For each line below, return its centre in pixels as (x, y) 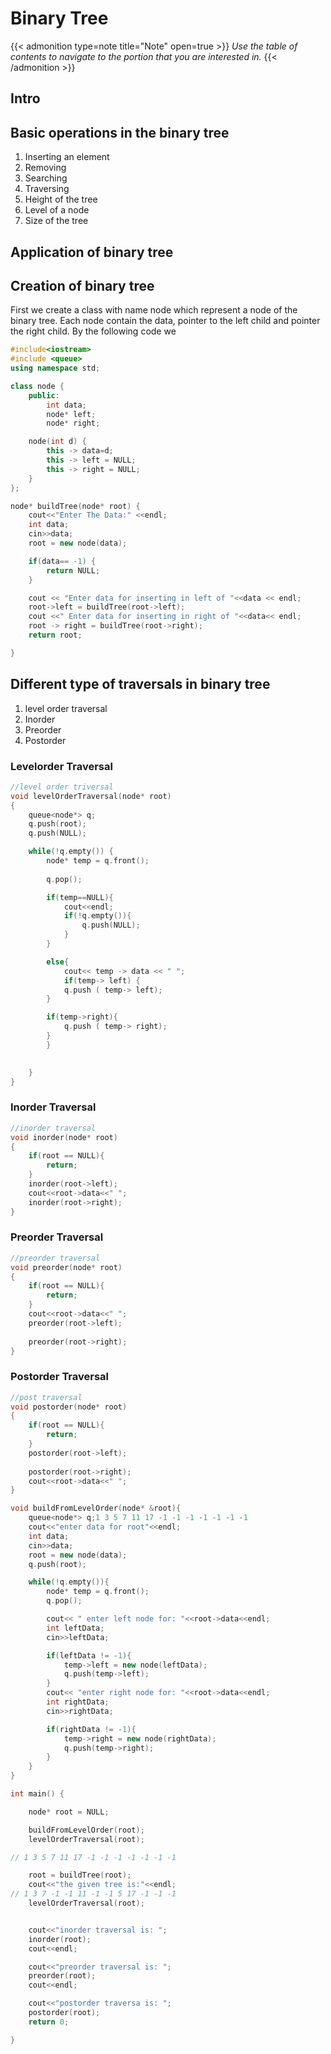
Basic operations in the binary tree (120, 132)
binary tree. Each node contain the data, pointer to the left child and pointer (165, 321)
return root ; (55, 635)
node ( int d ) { (57, 442)
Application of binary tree (92, 252)
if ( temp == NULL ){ (80, 897)
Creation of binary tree (82, 285)
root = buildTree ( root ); (80, 1875)
